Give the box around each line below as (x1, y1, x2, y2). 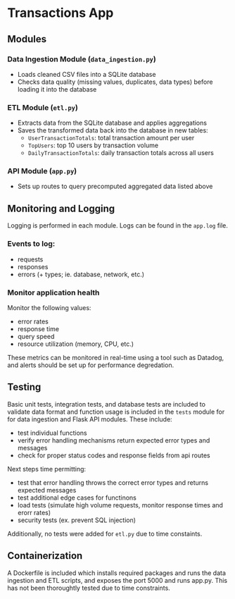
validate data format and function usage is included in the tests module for (7, 407, 225, 416)
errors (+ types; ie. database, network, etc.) (17, 270, 145, 278)
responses (17, 262, 49, 271)
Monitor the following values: (7, 303, 91, 311)
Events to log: (7, 239, 56, 249)
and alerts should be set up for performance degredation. (7, 361, 174, 369)
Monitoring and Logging (7, 202, 115, 214)
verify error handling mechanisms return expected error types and (17, 436, 210, 445)
